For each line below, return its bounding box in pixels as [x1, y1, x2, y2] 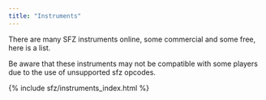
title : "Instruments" [8, 11, 82, 20]
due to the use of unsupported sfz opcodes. [8, 67, 157, 77]
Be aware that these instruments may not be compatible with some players [8, 59, 258, 68]
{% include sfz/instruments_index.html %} [8, 83, 150, 93]
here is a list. [8, 42, 51, 53]
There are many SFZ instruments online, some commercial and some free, [8, 34, 256, 44]
